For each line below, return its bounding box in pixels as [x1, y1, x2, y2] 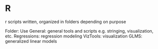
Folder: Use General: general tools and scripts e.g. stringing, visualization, [5, 28, 154, 34]
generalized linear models [5, 38, 57, 44]
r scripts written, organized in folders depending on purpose [5, 19, 126, 24]
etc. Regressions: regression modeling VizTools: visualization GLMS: [5, 33, 142, 39]
